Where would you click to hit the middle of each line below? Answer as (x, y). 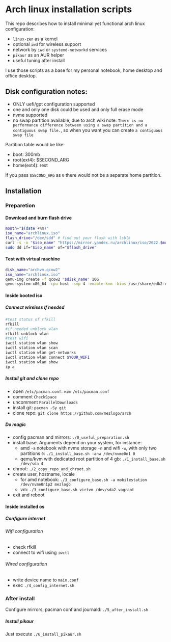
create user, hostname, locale (44, 474)
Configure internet (25, 518)
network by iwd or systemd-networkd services (60, 49)
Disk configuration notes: (47, 92)
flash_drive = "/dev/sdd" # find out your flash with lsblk (68, 238)
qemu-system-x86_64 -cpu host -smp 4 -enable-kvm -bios (66, 284)
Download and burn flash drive (39, 218)
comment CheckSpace (35, 396)
